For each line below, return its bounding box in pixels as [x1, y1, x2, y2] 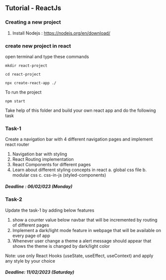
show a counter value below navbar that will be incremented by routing [12, 217, 158, 223]
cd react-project [5, 72, 41, 77]
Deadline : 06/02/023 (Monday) [5, 183, 73, 189]
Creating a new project [5, 19, 61, 26]
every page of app [12, 233, 51, 238]
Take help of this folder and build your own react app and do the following [5, 107, 156, 113]
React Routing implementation [12, 156, 74, 162]
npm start [5, 98, 26, 103]
